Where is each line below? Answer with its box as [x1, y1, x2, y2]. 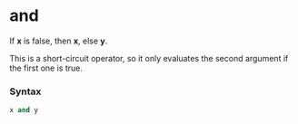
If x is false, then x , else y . [9, 35, 108, 46]
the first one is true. [9, 62, 84, 73]
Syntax [9, 85, 42, 98]
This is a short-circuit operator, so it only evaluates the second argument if [9, 52, 289, 63]
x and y [9, 106, 39, 115]
